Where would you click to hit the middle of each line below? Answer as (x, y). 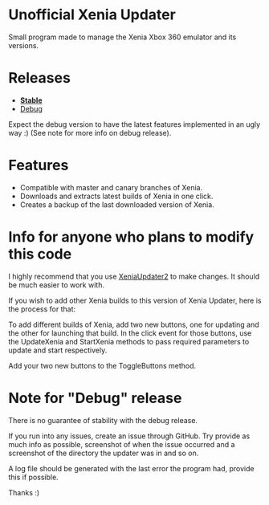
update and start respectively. (58, 350)
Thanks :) (24, 492)
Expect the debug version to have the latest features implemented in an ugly (134, 124)
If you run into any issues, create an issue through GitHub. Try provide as (129, 436)
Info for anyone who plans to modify (131, 237)
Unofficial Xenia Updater (92, 15)
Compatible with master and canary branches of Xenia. (111, 187)
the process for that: (42, 309)
